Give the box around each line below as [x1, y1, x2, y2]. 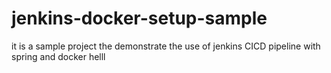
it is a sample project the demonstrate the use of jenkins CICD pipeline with [11, 40, 321, 52]
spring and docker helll [11, 50, 106, 62]
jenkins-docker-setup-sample [11, 7, 268, 30]
